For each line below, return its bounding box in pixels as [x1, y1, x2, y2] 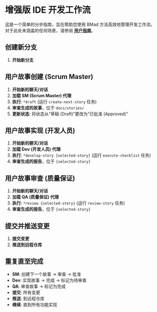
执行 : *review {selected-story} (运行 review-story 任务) [12, 200, 125, 206]
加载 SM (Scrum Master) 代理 [12, 92, 72, 98]
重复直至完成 [5, 257, 44, 266]
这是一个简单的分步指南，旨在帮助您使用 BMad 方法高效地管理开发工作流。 [5, 21, 155, 27]
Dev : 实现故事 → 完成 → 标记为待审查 [12, 277, 87, 283]
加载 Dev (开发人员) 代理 [12, 147, 61, 152]
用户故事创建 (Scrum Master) [5, 73, 94, 81]
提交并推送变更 [5, 222, 50, 230]
